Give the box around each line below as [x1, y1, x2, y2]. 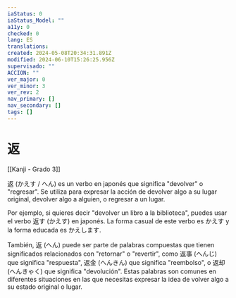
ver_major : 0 [7, 75, 46, 83]
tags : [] [7, 108, 33, 116]
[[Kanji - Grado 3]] [7, 165, 61, 173]
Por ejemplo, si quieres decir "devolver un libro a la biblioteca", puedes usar [7, 209, 228, 217]
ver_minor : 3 [7, 82, 46, 89]
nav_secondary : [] [7, 102, 61, 109]
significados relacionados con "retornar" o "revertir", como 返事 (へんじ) [7, 249, 217, 258]
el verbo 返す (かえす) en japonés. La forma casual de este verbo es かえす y [7, 216, 230, 225]
